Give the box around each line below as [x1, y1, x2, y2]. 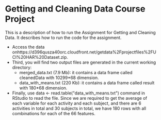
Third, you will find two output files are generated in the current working [12, 59, 156, 65]
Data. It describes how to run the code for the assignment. [5, 35, 122, 40]
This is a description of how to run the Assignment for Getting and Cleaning [5, 29, 156, 35]
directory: [12, 64, 32, 70]
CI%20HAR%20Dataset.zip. [12, 54, 68, 60]
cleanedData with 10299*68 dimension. [19, 75, 99, 80]
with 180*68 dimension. [19, 85, 67, 91]
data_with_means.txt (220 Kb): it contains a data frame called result [19, 80, 155, 85]
